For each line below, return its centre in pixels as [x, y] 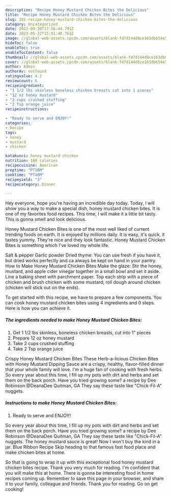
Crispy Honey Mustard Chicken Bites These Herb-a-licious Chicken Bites [82, 359]
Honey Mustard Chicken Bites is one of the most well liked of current [77, 229]
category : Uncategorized [32, 24]
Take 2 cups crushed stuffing [43, 344]
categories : [18, 123]
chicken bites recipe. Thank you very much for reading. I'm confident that [82, 468]
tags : [11, 133]
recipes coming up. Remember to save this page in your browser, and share [84, 479]
